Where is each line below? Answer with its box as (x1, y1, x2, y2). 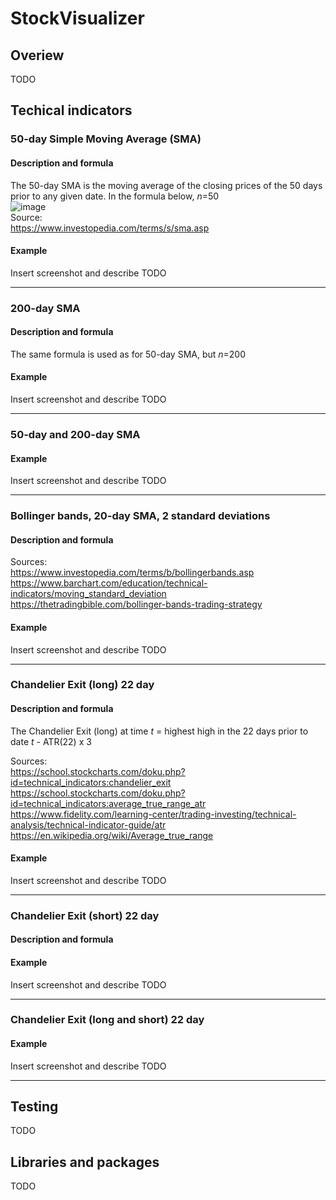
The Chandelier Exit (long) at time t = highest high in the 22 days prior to (10, 725, 309, 737)
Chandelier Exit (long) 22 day (10, 678, 155, 692)
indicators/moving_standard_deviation (10, 588, 167, 600)
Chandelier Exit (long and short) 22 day (10, 1013, 205, 1027)
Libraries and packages (10, 1153, 160, 1171)
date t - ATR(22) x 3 (10, 735, 92, 747)
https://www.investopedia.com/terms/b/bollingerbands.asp (10, 567, 255, 579)
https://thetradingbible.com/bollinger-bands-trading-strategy (10, 598, 263, 611)
